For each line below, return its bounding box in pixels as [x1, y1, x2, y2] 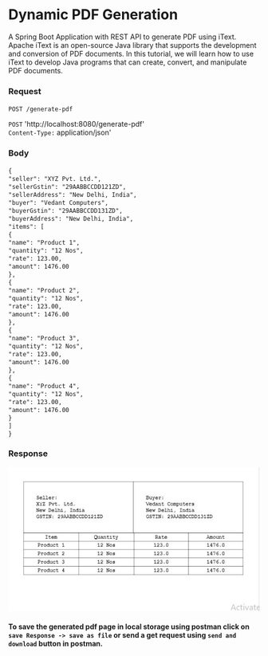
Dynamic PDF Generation [8, 6, 178, 24]
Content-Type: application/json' [8, 128, 112, 137]
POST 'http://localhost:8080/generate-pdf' [8, 120, 145, 129]
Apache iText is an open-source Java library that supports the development [8, 40, 257, 49]
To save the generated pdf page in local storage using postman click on [8, 622, 250, 631]
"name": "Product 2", [8, 286, 81, 294]
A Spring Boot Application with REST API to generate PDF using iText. [8, 32, 237, 41]
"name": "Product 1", [8, 238, 81, 246]
